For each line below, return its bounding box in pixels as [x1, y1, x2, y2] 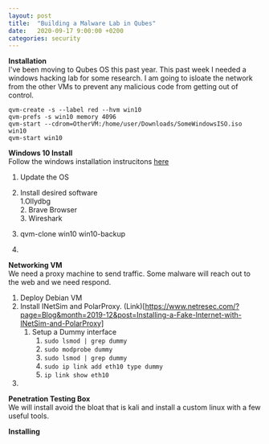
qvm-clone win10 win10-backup [19, 229, 126, 239]
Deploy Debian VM [19, 293, 83, 302]
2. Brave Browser [19, 205, 78, 215]
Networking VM [8, 261, 63, 270]
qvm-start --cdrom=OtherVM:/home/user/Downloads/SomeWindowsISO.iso [8, 120, 243, 129]
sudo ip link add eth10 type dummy [43, 363, 163, 371]
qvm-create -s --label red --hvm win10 [8, 106, 142, 114]
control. [8, 90, 35, 101]
